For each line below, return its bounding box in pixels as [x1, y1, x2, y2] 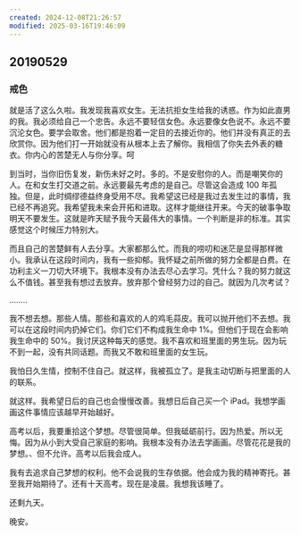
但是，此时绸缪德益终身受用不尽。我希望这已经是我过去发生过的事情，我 [24, 191, 291, 202]
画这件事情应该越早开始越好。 [9, 407, 119, 418]
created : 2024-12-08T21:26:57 [9, 13, 122, 22]
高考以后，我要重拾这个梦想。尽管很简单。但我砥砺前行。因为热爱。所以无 [9, 426, 283, 437]
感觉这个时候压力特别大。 [9, 224, 104, 235]
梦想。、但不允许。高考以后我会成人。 [9, 448, 146, 459]
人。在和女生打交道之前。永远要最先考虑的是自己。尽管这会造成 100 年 [9, 180, 270, 190]
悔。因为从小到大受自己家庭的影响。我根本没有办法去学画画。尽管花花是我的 [9, 437, 291, 447]
